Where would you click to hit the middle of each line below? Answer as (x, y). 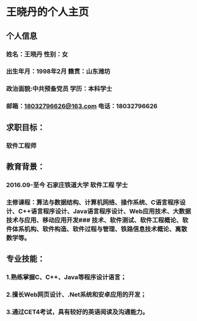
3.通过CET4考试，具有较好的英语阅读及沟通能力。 (77, 312)
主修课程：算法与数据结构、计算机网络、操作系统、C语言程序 (93, 202)
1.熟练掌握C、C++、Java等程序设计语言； (66, 277)
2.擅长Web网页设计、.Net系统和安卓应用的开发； (76, 295)
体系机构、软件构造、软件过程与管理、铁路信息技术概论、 (94, 229)
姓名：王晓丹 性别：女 (37, 54)
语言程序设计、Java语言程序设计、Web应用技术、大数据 (111, 211)
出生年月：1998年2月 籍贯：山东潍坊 (58, 72)
